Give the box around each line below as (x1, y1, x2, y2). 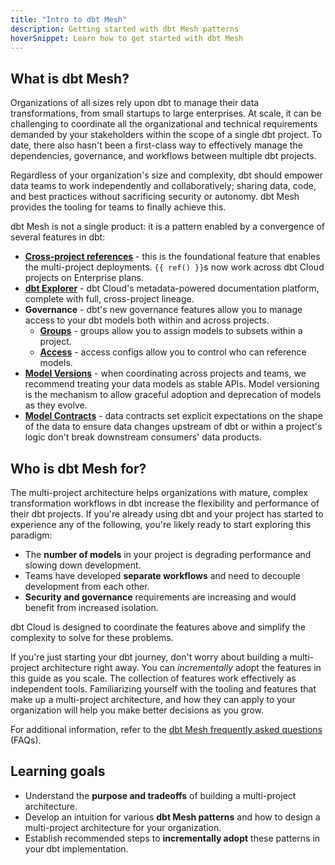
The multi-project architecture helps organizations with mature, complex (10, 487, 308, 498)
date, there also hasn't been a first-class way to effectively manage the (10, 139, 303, 151)
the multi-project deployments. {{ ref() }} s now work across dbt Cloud (24, 261, 325, 273)
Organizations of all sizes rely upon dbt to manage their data (10, 97, 260, 109)
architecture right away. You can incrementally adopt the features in (41, 662, 322, 673)
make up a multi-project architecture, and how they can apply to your (10, 694, 296, 705)
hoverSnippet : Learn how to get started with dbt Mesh (10, 33, 244, 43)
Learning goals (10, 763, 106, 780)
